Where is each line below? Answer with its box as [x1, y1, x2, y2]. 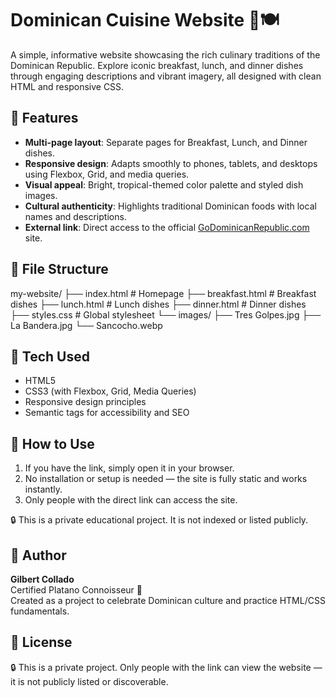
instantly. [24, 483, 63, 496]
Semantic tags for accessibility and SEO [24, 407, 190, 419]
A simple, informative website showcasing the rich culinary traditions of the [10, 48, 321, 61]
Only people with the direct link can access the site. [24, 494, 238, 506]
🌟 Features [10, 110, 79, 127]
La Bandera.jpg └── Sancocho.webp [10, 319, 163, 331]
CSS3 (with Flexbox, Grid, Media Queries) [24, 385, 197, 397]
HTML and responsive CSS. [10, 80, 125, 92]
